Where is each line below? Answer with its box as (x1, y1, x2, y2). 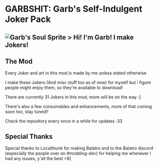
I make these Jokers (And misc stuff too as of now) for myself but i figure (5, 79, 151, 86)
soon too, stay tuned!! (5, 109, 49, 115)
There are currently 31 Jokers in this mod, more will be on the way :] (5, 94, 141, 100)
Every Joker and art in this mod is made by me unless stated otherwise (5, 70, 147, 76)
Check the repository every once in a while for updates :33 (5, 118, 123, 124)
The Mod (5, 57, 33, 65)
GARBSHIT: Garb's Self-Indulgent (5, 3, 142, 15)
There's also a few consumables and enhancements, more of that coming (5, 104, 152, 110)
